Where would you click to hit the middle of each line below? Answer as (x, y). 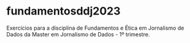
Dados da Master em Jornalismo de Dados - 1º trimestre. (78, 34)
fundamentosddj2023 (63, 11)
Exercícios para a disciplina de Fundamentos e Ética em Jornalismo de (95, 28)
